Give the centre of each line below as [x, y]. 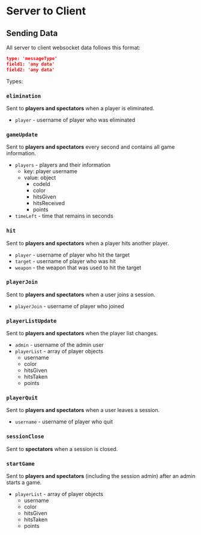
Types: [15, 81]
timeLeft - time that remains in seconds [64, 216]
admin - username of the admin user [59, 345]
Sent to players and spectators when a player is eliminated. [80, 108]
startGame [20, 464]
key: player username [51, 172]
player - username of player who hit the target [72, 255]
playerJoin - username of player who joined [69, 306]
